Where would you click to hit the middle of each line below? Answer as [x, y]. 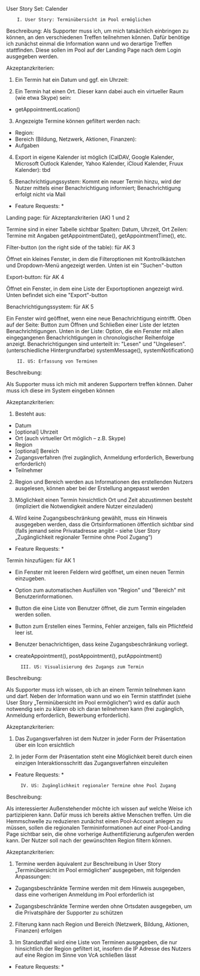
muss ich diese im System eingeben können [60, 391]
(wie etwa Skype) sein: [43, 98]
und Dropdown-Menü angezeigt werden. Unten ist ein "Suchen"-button [94, 265]
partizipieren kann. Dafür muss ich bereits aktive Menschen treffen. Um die [99, 815]
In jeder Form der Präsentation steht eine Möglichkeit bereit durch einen [104, 757]
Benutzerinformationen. [44, 597]
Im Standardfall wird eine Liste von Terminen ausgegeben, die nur [96, 942]
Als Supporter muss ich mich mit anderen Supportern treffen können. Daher [100, 384]
